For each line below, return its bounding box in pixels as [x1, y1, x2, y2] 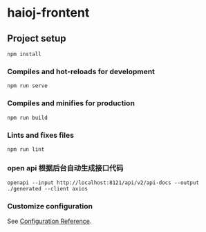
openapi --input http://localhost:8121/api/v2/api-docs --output [7, 179, 199, 186]
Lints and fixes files [7, 130, 75, 140]
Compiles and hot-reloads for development [7, 66, 156, 76]
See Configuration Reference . [7, 217, 92, 226]
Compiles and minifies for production [7, 98, 135, 108]
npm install [7, 51, 41, 57]
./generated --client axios [7, 186, 88, 193]
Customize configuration [7, 202, 93, 211]
